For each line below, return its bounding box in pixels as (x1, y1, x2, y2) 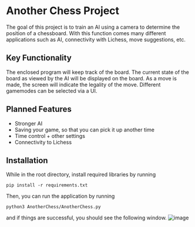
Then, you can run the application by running (6, 192, 115, 200)
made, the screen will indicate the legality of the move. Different (6, 81, 161, 88)
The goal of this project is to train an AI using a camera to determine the (6, 23, 180, 31)
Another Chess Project (6, 4, 119, 18)
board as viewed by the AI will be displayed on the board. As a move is (6, 74, 177, 82)
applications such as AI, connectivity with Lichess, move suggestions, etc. (6, 36, 186, 43)
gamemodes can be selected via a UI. (6, 87, 97, 94)
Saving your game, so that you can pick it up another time (14, 126, 154, 133)
